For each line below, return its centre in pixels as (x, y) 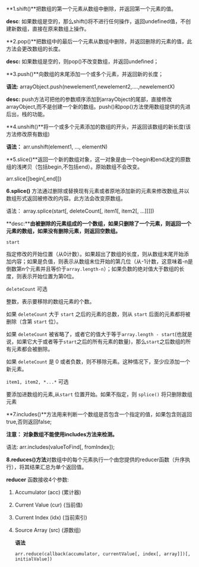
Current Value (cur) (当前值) (49, 505)
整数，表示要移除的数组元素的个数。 (50, 301)
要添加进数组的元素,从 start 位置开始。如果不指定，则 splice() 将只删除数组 (99, 394)
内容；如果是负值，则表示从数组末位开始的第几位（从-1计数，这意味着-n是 (102, 261)
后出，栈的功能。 (27, 114)
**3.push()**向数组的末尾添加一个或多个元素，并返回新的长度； (85, 74)
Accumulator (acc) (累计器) (48, 492)
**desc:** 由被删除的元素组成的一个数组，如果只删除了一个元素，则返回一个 (99, 224)
